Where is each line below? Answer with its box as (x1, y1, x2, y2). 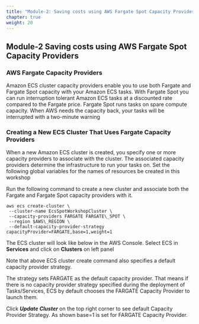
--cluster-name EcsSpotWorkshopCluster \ (8, 208, 113, 215)
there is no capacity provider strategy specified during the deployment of (6, 281, 185, 289)
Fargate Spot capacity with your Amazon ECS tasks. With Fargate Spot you (6, 88, 189, 95)
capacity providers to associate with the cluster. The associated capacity (6, 155, 185, 163)
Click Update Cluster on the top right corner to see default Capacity (6, 305, 173, 312)
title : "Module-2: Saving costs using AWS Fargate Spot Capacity (6, 8, 171, 15)
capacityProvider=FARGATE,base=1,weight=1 (6, 229, 113, 235)
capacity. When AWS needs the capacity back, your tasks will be (6, 107, 165, 114)
